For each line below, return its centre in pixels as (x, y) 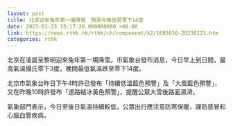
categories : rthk (32, 39)
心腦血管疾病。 (28, 116)
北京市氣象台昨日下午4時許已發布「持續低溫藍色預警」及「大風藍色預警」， (114, 83)
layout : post (26, 13)
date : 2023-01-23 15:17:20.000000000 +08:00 (72, 26)
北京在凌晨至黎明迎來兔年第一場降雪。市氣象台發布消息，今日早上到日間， (113, 60)
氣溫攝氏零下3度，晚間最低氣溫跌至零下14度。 (79, 69)
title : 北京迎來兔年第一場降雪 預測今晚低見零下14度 (76, 20)
